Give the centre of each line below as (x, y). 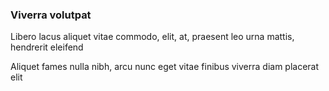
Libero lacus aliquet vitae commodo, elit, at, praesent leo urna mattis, (152, 37)
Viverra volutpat (51, 15)
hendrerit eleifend (47, 47)
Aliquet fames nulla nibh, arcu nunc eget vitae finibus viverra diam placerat (165, 67)
